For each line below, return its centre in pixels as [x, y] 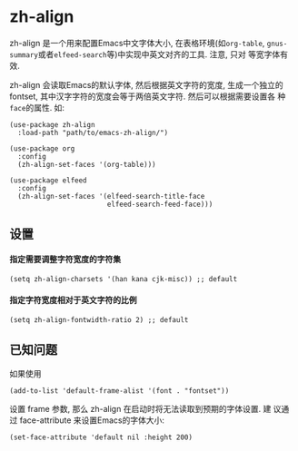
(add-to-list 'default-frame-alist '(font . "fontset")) [119, 391]
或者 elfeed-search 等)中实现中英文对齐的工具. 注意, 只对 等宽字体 [159, 54]
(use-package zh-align [52, 124]
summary [24, 55]
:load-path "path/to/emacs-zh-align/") [93, 132]
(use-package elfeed [49, 180]
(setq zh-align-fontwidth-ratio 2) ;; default [99, 319]
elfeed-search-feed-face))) [160, 204]
